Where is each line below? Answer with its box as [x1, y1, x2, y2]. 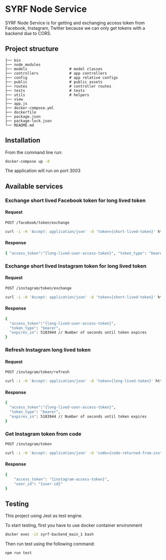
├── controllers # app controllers [5, 71, 107, 76]
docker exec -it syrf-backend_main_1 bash [5, 532, 94, 537]
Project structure [5, 45, 59, 53]
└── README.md [5, 123, 35, 128]
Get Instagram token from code [5, 430, 82, 437]
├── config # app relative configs [5, 75, 119, 80]
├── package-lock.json [5, 118, 52, 123]
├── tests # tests [5, 88, 85, 93]
